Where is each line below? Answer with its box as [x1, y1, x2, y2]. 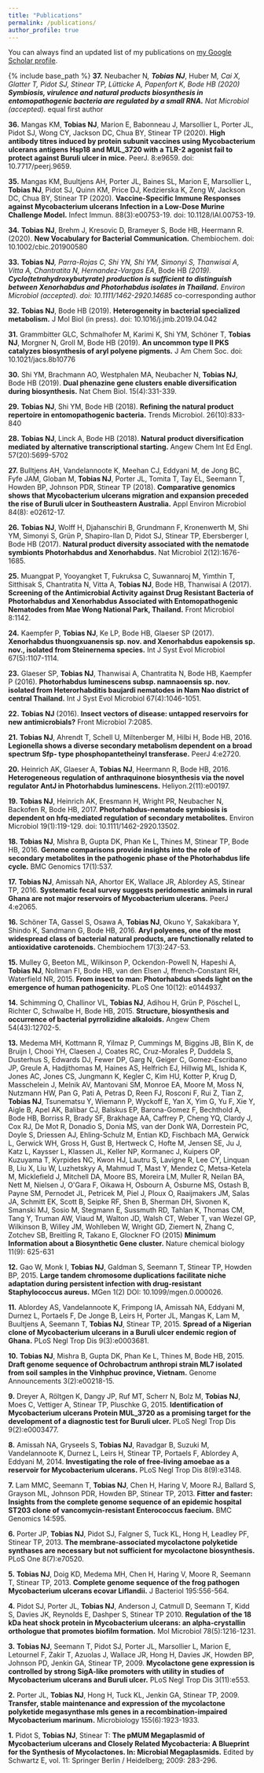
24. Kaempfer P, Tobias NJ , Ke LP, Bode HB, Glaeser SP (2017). [8, 628, 214, 638]
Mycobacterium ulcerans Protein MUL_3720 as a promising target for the [8, 1408, 251, 1418]
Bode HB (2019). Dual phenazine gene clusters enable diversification [8, 378, 237, 388]
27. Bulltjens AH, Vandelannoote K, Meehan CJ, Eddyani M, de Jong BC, [8, 465, 242, 476]
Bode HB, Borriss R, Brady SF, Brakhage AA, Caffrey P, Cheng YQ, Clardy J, [8, 1113, 253, 1123]
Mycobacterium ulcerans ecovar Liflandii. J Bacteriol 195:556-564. [8, 1586, 229, 1596]
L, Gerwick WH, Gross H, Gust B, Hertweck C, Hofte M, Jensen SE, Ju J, [8, 1138, 242, 1148]
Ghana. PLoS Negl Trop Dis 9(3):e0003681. [8, 1336, 149, 1345]
